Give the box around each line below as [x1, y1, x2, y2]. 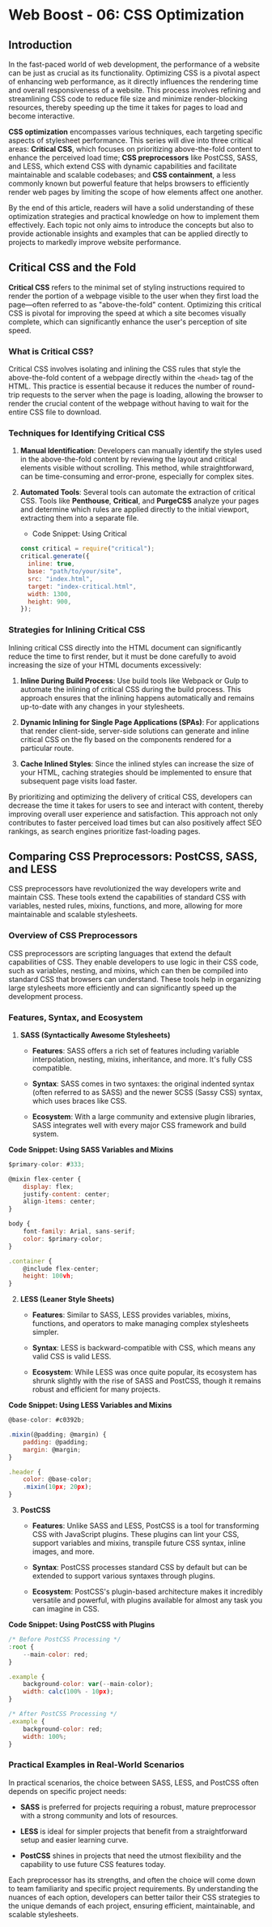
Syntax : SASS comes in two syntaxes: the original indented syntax [32, 1079, 255, 1088]
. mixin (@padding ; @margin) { [8, 1431, 107, 1439]
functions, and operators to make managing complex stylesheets [32, 1319, 249, 1328]
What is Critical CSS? [8, 345, 94, 357]
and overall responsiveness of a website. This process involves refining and [8, 85, 261, 95]
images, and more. [32, 1547, 95, 1556]
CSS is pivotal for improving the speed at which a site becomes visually [8, 308, 247, 318]
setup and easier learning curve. [19, 1835, 129, 1844]
